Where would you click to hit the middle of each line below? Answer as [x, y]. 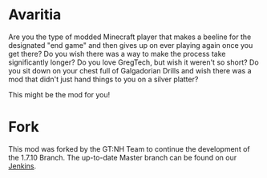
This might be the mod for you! [59, 94]
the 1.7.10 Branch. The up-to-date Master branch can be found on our [123, 157]
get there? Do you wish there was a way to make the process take [117, 53]
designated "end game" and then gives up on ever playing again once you [131, 45]
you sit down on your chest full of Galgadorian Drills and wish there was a [130, 70]
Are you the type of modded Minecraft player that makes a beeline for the [130, 37]
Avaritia [35, 15]
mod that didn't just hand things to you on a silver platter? [103, 79]
